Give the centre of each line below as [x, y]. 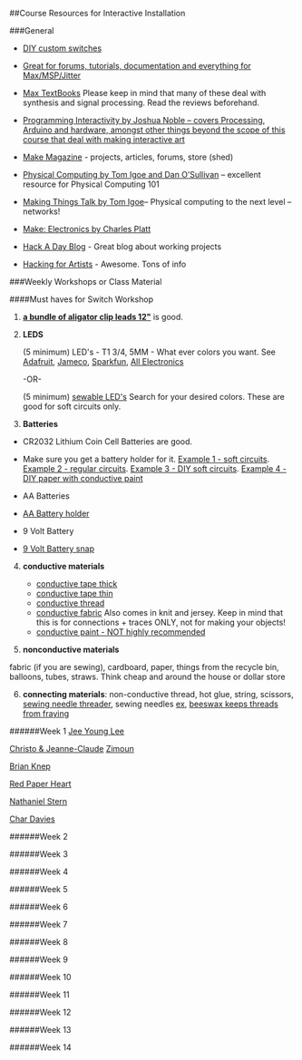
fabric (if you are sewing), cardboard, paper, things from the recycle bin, [144, 667]
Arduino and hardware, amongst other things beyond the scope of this [154, 130]
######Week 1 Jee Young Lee [67, 731]
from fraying [46, 714]
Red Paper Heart [40, 784]
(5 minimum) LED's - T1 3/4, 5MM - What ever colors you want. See [149, 352]
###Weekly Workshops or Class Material [86, 282]
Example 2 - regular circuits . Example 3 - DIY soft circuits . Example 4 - [155, 469]
